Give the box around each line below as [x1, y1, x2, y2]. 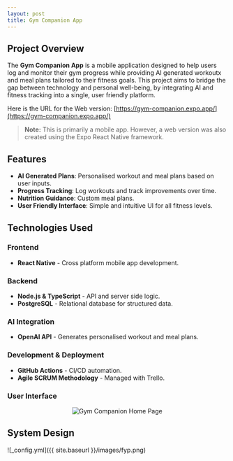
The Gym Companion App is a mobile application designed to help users [7, 61, 218, 70]
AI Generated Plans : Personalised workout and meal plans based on [17, 172, 214, 180]
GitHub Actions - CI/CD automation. [17, 366, 122, 374]
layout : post [7, 10, 45, 17]
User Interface [7, 391, 57, 401]
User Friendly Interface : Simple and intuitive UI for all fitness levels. [17, 201, 213, 210]
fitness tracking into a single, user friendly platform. [7, 91, 156, 99]
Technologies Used [7, 222, 93, 234]
